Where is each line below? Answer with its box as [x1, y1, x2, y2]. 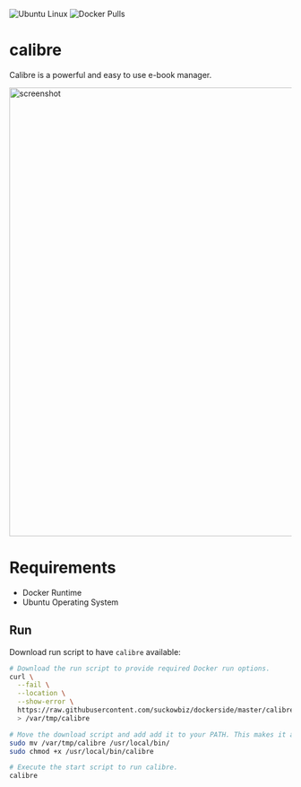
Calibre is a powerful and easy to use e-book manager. [9, 69, 212, 80]
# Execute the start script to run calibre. [9, 763, 178, 772]
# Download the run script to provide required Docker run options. [9, 664, 271, 673]
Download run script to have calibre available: [9, 646, 181, 657]
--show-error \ [17, 697, 74, 706]
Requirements [9, 557, 116, 578]
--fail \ [17, 680, 50, 690]
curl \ [9, 672, 34, 681]
